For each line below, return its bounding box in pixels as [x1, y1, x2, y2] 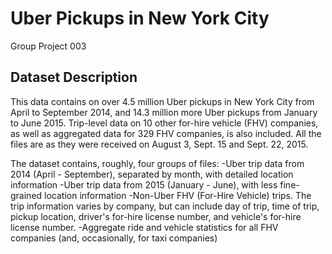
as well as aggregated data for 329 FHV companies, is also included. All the [10, 127, 322, 139]
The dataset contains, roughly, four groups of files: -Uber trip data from [10, 157, 305, 169]
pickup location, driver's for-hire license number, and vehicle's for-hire [10, 210, 302, 222]
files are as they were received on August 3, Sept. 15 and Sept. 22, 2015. [10, 138, 309, 150]
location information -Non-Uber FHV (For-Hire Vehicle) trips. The [44, 189, 312, 201]
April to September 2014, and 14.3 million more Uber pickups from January [10, 106, 318, 118]
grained [10, 189, 43, 201]
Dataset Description [10, 69, 138, 86]
